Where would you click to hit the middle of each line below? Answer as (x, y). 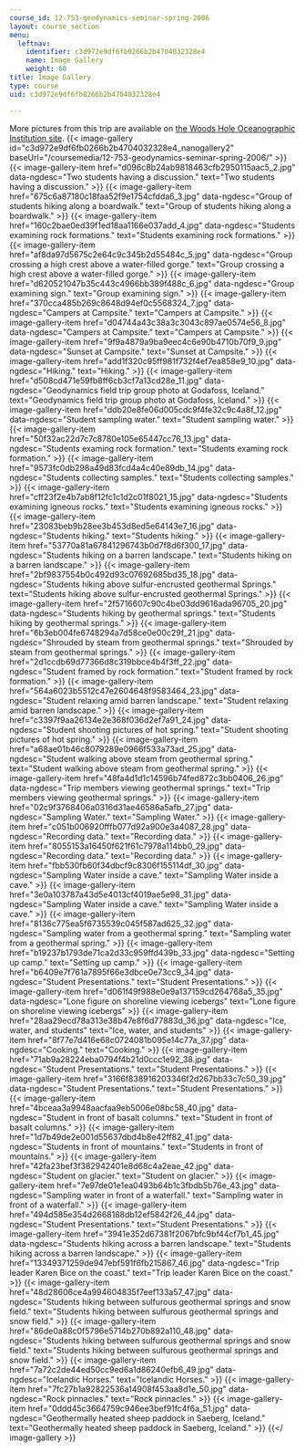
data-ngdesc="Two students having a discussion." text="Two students (142, 177)
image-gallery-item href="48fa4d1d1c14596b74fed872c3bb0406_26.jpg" (147, 778)
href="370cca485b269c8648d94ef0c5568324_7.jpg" (111, 303)
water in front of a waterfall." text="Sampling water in (183, 1195)
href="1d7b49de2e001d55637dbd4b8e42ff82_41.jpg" (110, 1136)
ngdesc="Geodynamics (54, 390)
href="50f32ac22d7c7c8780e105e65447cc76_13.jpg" (109, 438)
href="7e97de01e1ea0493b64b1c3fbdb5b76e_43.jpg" (157, 1185)
